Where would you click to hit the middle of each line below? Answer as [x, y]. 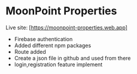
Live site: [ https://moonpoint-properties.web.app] [67, 27]
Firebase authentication [43, 39]
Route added [30, 51]
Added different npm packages [53, 45]
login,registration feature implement [58, 64]
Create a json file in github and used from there [72, 58]
